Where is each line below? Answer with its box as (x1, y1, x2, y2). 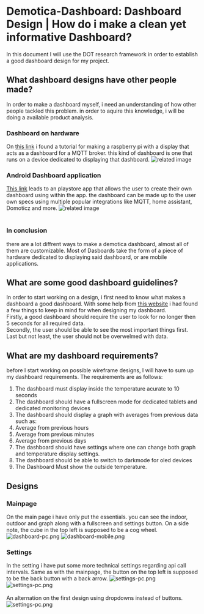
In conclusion (6, 227, 48, 235)
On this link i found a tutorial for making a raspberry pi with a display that (6, 143, 189, 151)
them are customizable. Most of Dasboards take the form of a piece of (6, 247, 183, 254)
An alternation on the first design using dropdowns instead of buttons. (6, 594, 183, 602)
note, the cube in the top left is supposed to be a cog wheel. (6, 526, 158, 533)
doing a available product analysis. (6, 113, 93, 121)
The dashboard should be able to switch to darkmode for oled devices (15, 457, 192, 464)
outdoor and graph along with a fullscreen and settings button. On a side (6, 519, 189, 527)
